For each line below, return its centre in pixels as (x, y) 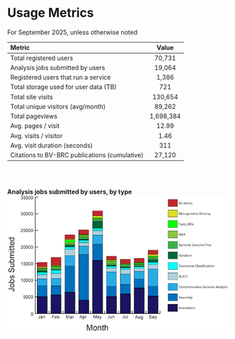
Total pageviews (34, 116)
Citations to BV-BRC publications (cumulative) (77, 155)
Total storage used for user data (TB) (63, 87)
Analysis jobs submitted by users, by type (70, 192)
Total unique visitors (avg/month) (58, 106)
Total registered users (42, 58)
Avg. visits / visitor (36, 136)
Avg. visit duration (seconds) (51, 145)
